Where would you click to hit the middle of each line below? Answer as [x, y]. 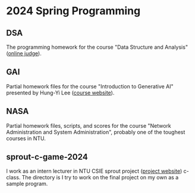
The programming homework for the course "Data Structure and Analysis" [97, 47]
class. [13, 178]
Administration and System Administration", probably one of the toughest [96, 132]
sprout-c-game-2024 [47, 157]
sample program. [27, 184]
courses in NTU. [26, 138]
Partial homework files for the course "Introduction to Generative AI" [90, 86]
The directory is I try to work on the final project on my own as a [100, 178]
